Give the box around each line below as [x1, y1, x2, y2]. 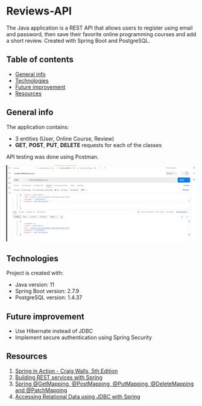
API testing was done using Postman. [6, 153, 99, 160]
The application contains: [6, 123, 69, 130]
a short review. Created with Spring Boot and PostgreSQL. [6, 37, 151, 44]
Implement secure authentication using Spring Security [14, 334, 153, 341]
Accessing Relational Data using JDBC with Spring [14, 393, 140, 400]
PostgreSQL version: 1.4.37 [14, 294, 83, 301]
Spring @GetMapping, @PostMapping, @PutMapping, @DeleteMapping [14, 380, 194, 387]
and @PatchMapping [14, 386, 68, 393]
